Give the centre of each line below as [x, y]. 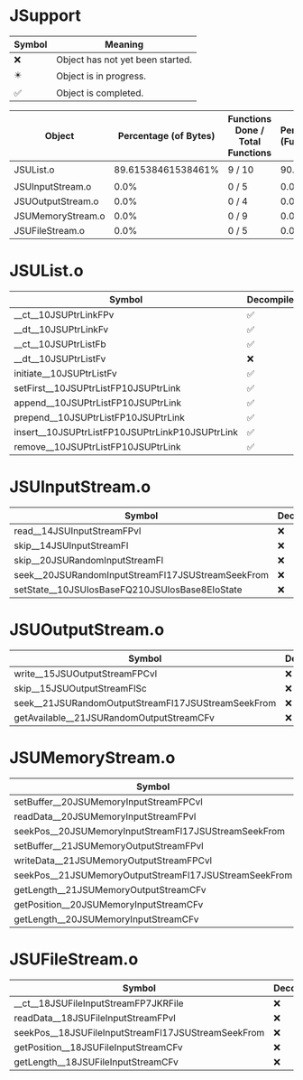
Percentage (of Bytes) [166, 135]
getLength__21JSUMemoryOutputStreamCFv [110, 889]
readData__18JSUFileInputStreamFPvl [95, 1018]
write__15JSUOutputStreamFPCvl [86, 674]
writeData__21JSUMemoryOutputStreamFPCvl [113, 861]
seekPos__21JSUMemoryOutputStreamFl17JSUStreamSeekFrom [153, 875]
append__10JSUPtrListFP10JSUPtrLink [98, 403]
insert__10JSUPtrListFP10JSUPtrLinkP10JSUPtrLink [126, 432]
